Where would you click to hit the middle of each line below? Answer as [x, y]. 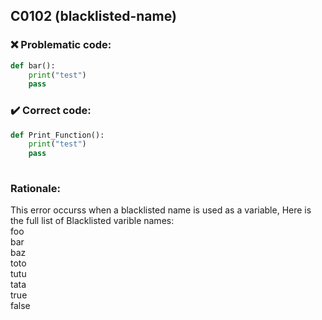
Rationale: [35, 189]
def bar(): [33, 65]
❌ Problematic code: [61, 45]
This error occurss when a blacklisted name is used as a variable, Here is [161, 210]
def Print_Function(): [57, 135]
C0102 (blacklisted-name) [93, 16]
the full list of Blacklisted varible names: [92, 221]
